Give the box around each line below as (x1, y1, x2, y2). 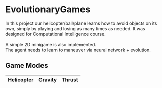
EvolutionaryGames (5, 4, 91, 15)
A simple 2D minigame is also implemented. (5, 41, 96, 47)
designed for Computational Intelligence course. (5, 31, 106, 37)
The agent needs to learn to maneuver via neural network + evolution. (5, 47, 151, 53)
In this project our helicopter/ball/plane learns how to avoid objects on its (5, 20, 157, 26)
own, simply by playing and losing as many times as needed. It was (5, 25, 145, 31)
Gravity (38, 76, 57, 83)
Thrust (61, 76, 78, 83)
